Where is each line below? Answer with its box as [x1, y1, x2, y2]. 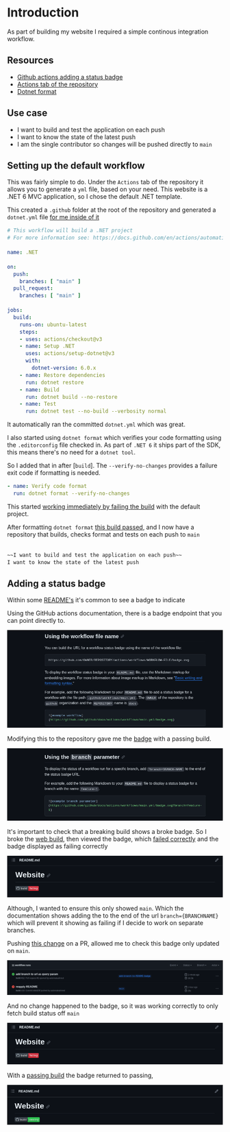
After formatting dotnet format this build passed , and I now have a [7, 523, 194, 531]
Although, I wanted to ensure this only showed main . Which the [7, 905, 184, 913]
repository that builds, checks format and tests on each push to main [7, 530, 200, 539]
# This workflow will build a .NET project [7, 227, 133, 234]
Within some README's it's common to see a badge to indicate [7, 596, 186, 604]
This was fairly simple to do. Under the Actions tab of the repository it [7, 178, 204, 186]
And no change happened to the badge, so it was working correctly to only [7, 1002, 219, 1010]
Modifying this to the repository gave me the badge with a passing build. [7, 735, 212, 743]
